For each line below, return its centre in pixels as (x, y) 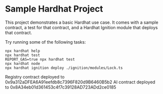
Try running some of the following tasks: (45, 42)
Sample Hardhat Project (54, 9)
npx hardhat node (23, 63)
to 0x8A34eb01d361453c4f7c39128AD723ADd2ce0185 (61, 87)
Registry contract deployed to (35, 77)
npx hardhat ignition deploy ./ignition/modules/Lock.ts (64, 68)
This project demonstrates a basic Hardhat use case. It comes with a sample (82, 22)
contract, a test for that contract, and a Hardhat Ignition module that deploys (81, 27)
